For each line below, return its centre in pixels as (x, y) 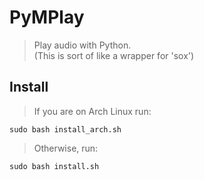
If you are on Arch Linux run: (92, 111)
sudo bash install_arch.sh (65, 129)
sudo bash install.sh (54, 166)
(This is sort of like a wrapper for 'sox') (114, 55)
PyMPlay (47, 17)
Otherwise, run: (66, 148)
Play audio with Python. (82, 45)
